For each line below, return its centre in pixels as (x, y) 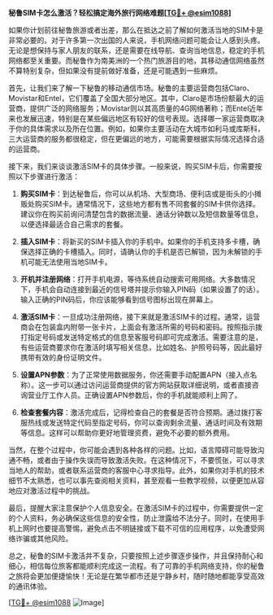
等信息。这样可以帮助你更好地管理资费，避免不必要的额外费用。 (127, 433)
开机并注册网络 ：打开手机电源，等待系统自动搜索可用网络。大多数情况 (138, 279)
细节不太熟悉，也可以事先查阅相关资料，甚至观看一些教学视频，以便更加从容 (136, 480)
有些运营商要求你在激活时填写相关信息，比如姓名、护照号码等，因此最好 (141, 347)
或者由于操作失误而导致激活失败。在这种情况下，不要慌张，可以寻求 (150, 460)
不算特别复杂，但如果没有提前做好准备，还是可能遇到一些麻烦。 (115, 71)
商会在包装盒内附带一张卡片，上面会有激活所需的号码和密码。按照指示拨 (141, 327)
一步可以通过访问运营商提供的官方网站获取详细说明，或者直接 (148, 385)
